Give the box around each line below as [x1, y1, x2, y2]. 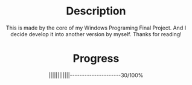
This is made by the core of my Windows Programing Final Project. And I [5, 24, 187, 31]
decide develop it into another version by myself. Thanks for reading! [10, 30, 182, 37]
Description [66, 4, 126, 18]
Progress [72, 52, 120, 66]
